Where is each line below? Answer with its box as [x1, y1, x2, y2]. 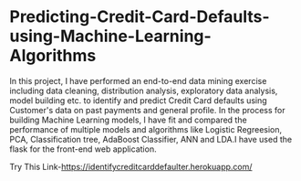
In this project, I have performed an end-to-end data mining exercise [9, 75, 267, 86]
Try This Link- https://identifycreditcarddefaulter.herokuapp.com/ [9, 161, 253, 172]
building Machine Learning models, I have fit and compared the [9, 114, 248, 125]
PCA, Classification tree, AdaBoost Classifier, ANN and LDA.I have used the [9, 133, 293, 144]
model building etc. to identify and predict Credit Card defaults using [9, 94, 267, 106]
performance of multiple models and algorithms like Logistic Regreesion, [9, 123, 283, 134]
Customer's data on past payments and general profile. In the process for [9, 104, 285, 115]
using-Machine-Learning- [9, 26, 212, 47]
